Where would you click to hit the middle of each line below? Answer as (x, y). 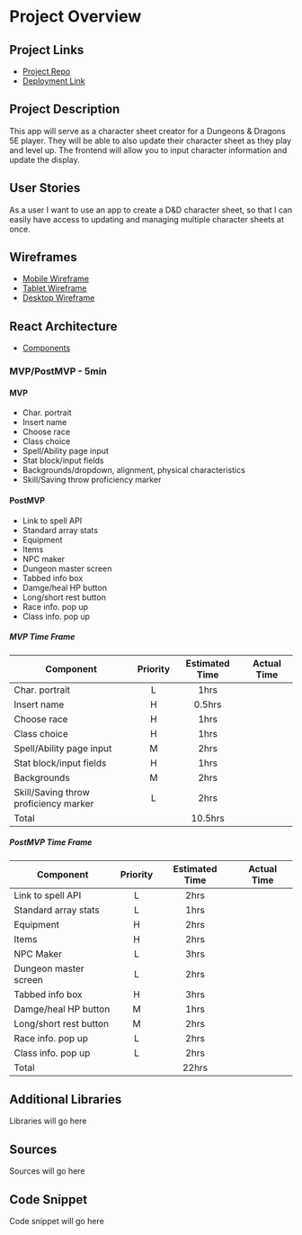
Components (46, 348)
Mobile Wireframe (56, 279)
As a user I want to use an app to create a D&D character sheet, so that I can (151, 210)
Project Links (47, 50)
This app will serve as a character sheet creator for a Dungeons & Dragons (147, 131)
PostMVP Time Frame (51, 842)
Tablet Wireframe (54, 288)
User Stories (45, 188)
